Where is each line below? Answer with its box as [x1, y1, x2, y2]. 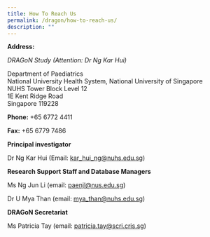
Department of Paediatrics [7, 69, 84, 78]
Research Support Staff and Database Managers [7, 168, 152, 176]
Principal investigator [7, 140, 71, 149]
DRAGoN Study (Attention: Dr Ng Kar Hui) [7, 56, 127, 65]
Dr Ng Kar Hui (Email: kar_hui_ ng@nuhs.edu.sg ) [7, 154, 146, 162]
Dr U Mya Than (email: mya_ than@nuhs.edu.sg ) [7, 194, 146, 203]
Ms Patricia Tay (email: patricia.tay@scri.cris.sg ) [7, 222, 147, 230]
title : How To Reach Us [7, 10, 77, 18]
